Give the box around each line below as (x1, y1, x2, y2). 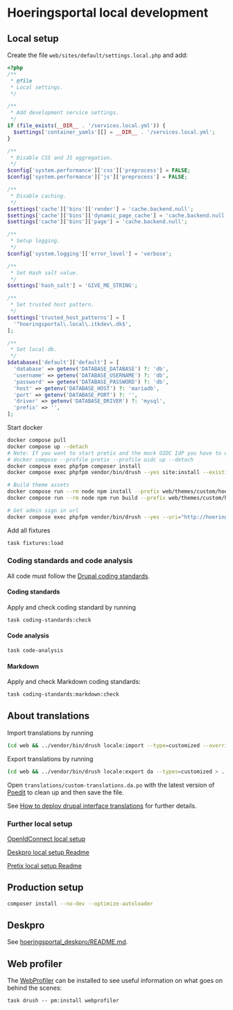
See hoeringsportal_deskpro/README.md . (7, 938, 128, 946)
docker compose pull (7, 437, 67, 443)
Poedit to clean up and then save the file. (7, 788, 124, 797)
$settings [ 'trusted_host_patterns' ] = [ (7, 314, 126, 321)
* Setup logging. (10, 238, 60, 245)
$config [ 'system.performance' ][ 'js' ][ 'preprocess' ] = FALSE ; (7, 174, 188, 181)
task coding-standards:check (7, 617, 92, 624)
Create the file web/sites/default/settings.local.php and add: (7, 51, 189, 59)
